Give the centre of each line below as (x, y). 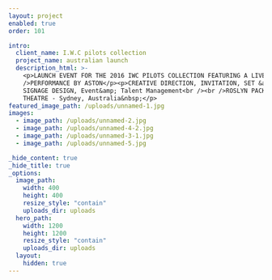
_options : (25, 173)
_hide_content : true (43, 158)
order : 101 (27, 31)
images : (21, 113)
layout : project (36, 16)
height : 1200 (45, 233)
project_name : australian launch (72, 61)
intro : (19, 45)
